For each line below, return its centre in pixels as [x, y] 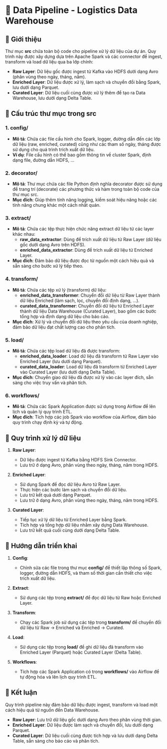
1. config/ [17, 128]
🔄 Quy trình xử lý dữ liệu [43, 438]
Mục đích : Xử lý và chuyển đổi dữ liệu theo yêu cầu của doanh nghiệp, [85, 322]
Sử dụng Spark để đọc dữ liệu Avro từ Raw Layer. [70, 484]
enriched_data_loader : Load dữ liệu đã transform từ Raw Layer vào [89, 356]
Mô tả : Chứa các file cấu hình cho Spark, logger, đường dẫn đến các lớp [86, 139]
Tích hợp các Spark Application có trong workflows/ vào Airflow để [89, 672]
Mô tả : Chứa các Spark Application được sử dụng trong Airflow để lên [84, 406]
